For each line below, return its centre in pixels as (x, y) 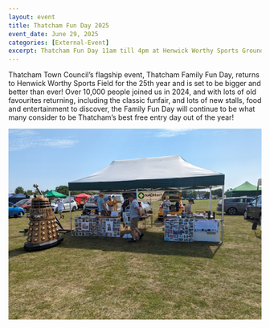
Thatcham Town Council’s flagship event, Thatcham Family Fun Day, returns (134, 75)
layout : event (32, 17)
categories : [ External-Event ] (59, 43)
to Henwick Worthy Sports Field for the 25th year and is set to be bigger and (135, 84)
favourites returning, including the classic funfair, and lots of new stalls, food (135, 100)
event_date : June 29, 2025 (53, 34)
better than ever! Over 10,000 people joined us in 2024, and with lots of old (133, 92)
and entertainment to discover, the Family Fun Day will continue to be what (132, 109)
